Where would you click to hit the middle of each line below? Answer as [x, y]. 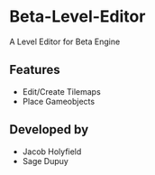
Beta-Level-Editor [77, 17]
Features [35, 70]
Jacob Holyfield [52, 152]
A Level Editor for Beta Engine [65, 41]
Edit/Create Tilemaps [61, 91]
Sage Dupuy [46, 161]
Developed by [49, 129]
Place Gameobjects [59, 101]
